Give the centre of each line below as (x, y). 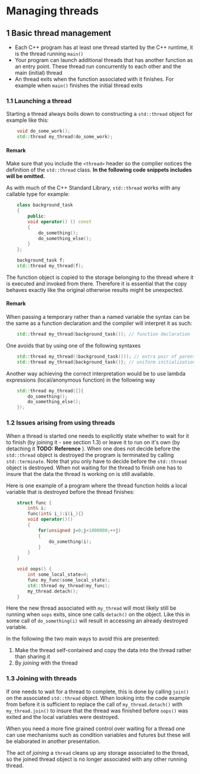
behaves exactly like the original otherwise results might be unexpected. (95, 290)
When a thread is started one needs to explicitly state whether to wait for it (98, 436)
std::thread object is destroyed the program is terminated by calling (90, 454)
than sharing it (32, 657)
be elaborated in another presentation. (53, 741)
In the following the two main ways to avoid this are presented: (83, 639)
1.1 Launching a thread (39, 101)
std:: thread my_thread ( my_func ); (69, 586)
